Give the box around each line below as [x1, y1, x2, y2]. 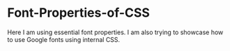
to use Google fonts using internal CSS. [7, 35, 121, 43]
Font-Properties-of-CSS [7, 5, 150, 21]
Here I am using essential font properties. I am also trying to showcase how [7, 28, 224, 36]
